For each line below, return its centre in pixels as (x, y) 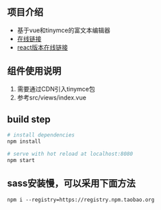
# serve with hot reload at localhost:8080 (70, 154)
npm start (21, 161)
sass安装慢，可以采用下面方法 (71, 184)
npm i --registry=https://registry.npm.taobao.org (81, 200)
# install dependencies (41, 135)
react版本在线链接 (42, 47)
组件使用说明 (34, 71)
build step (29, 120)
